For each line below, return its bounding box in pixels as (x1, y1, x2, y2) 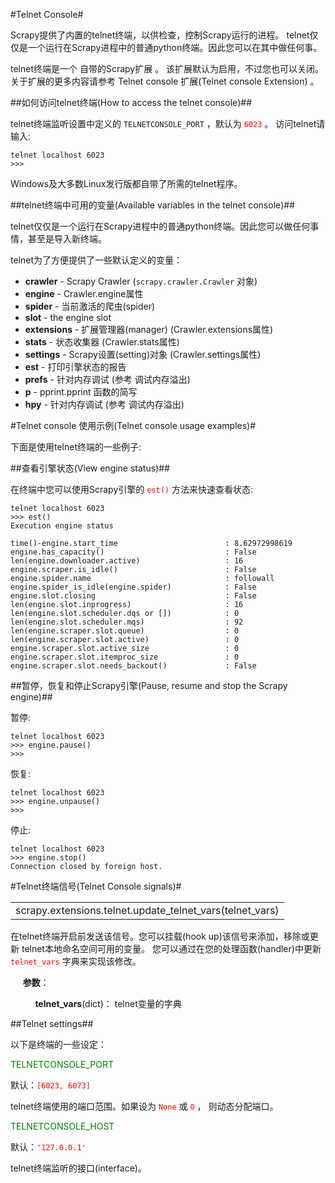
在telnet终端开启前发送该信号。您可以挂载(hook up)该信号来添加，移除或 (10, 930, 310, 942)
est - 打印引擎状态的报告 (24, 361, 127, 373)
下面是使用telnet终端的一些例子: (10, 441, 142, 453)
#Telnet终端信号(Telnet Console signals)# (10, 880, 182, 892)
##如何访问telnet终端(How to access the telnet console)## (10, 97, 253, 108)
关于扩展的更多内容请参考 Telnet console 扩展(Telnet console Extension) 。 (10, 75, 320, 87)
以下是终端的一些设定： (10, 1039, 107, 1050)
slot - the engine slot (24, 312, 112, 323)
